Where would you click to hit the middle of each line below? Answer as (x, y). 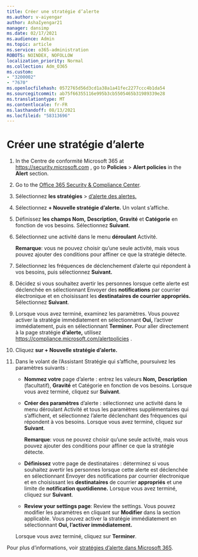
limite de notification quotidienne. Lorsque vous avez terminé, (100, 489)
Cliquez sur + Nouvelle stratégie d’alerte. (66, 350)
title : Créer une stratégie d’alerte (53, 11)
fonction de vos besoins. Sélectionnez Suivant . (72, 226)
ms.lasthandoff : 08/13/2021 (41, 110)
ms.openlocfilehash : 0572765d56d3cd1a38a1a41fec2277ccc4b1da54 (86, 88)
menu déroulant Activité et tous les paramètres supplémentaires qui (106, 409)
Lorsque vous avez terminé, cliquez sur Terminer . (76, 536)
